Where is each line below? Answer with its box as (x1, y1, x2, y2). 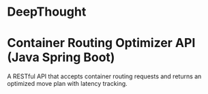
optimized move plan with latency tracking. (7, 80, 128, 88)
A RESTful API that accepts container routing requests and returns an (7, 72, 202, 80)
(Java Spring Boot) (7, 50, 115, 65)
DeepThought (7, 4, 87, 20)
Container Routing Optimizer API (7, 35, 196, 51)
